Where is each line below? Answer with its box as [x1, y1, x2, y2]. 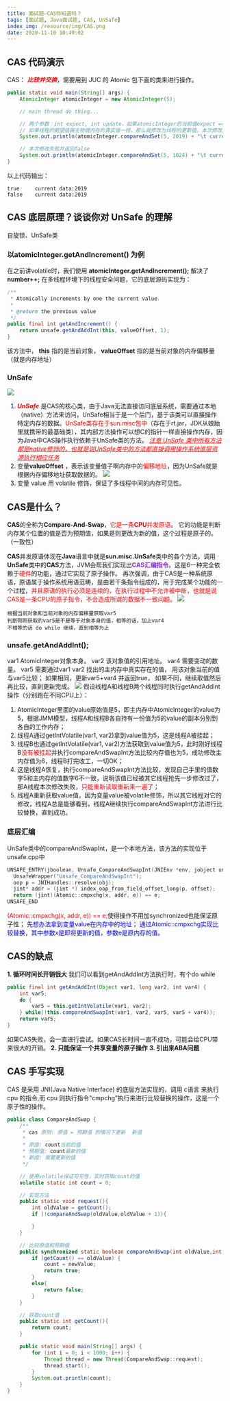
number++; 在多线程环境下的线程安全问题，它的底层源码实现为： [7, 275, 192, 284]
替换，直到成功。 [23, 808, 72, 817]
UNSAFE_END [7, 898, 38, 905]
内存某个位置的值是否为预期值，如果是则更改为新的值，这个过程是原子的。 [7, 529, 217, 538]
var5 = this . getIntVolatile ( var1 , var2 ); [31, 1003, 152, 1010]
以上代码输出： [7, 171, 49, 179]
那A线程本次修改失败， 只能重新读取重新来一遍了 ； [16, 782, 159, 791]
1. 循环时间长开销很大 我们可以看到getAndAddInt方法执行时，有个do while [7, 970, 216, 978]
